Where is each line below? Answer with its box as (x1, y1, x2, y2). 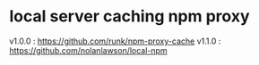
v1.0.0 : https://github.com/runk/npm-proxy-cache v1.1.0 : (9, 36, 221, 46)
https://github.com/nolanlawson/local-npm (9, 45, 168, 55)
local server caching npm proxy (9, 6, 250, 27)
